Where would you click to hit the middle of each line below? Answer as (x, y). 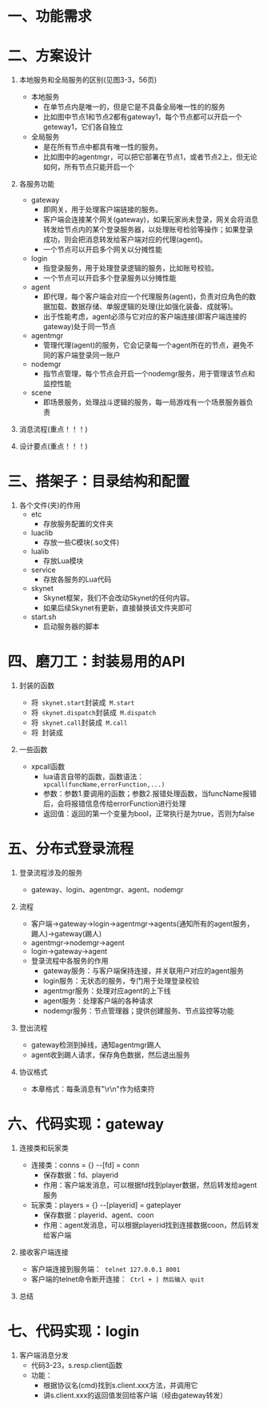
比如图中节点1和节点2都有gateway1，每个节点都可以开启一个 (143, 117)
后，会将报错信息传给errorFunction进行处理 (114, 803)
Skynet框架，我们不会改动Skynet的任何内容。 (118, 598)
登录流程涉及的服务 (51, 872)
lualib (40, 551)
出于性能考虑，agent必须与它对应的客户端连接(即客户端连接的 (145, 316)
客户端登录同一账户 (89, 355)
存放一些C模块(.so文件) (81, 542)
